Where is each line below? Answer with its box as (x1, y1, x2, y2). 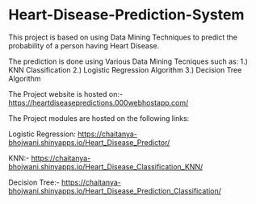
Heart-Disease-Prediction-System (8, 6, 245, 24)
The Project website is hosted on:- (8, 89, 124, 98)
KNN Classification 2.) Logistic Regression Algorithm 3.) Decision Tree (8, 65, 242, 74)
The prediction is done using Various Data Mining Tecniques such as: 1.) (8, 56, 249, 66)
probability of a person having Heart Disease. (8, 40, 160, 50)
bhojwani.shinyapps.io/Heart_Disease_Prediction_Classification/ (8, 185, 222, 195)
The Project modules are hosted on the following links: (8, 113, 190, 123)
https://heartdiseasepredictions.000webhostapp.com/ (8, 98, 189, 107)
